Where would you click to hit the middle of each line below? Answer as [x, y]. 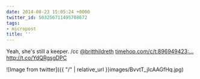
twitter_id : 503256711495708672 [47, 17]
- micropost [21, 29]
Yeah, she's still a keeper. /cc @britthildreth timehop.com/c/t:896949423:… [100, 51]
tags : [13, 23]
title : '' [19, 34]
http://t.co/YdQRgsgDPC [37, 58]
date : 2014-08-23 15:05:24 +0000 [48, 12]
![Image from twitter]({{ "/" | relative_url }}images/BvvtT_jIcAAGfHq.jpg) [95, 69]
